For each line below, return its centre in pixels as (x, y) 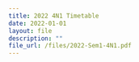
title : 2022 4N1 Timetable (54, 16)
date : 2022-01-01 (38, 23)
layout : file (30, 31)
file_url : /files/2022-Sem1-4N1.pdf (70, 46)
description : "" (36, 38)
